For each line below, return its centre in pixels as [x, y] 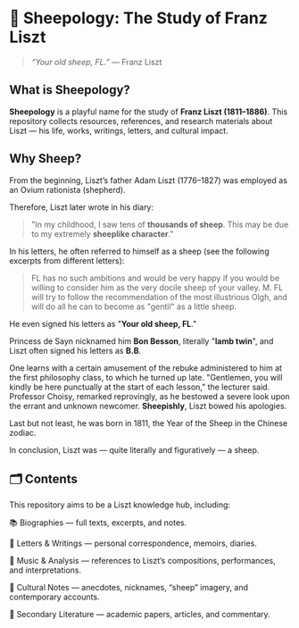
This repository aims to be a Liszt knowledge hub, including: [120, 505]
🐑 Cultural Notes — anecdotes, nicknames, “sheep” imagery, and [129, 588]
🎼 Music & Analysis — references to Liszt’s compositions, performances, [142, 561]
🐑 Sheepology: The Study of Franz [138, 18]
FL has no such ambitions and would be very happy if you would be [155, 278]
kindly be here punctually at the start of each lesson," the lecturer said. [140, 387]
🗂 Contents [43, 478]
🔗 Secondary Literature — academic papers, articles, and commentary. [140, 615]
